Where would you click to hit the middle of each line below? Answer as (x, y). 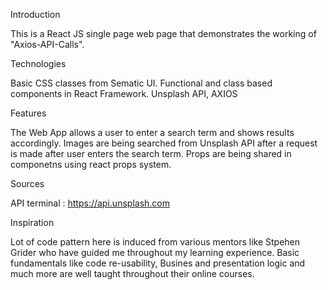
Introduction (35, 14)
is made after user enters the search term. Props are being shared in (151, 153)
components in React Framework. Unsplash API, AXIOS (124, 93)
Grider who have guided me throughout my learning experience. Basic (155, 252)
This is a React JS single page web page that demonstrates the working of (163, 33)
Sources (27, 183)
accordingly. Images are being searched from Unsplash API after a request (164, 143)
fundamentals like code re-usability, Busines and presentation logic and (158, 263)
